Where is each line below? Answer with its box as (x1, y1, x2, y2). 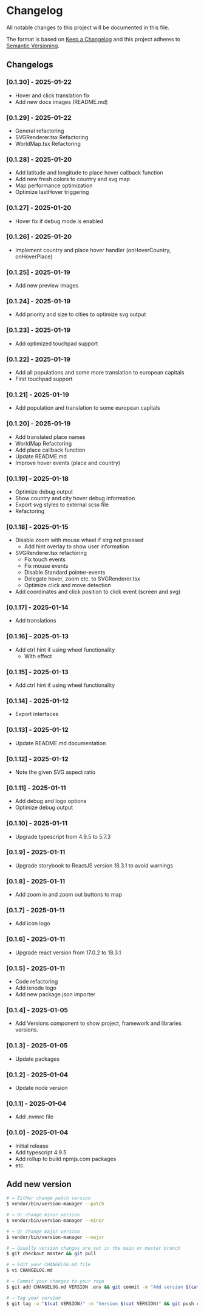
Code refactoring (15, 978, 58, 985)
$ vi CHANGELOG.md (6, 1267, 53, 1273)
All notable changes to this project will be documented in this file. (6, 24, 170, 31)
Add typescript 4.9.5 (15, 1148, 67, 1156)
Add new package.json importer (15, 991, 96, 998)
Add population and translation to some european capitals (15, 404, 161, 412)
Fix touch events (24, 556, 66, 563)
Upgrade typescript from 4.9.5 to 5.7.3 (15, 833, 111, 840)
